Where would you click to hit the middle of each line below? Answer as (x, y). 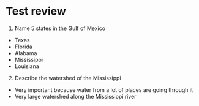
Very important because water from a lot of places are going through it (104, 89)
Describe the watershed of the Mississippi (68, 78)
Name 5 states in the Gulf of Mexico (60, 28)
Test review (36, 11)
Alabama (26, 53)
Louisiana (27, 66)
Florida (24, 47)
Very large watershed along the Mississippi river (75, 96)
